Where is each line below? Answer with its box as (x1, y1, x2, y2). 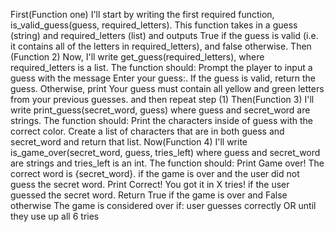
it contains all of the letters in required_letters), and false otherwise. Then (10, 40, 312, 52)
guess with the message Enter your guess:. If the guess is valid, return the (10, 72, 316, 84)
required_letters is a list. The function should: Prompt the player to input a (10, 62, 313, 73)
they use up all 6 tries (10, 210, 100, 222)
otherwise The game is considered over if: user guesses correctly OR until (10, 200, 317, 211)
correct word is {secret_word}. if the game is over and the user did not (10, 168, 300, 179)
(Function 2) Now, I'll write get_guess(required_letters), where (10, 51, 265, 63)
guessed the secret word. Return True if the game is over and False (10, 189, 288, 201)
